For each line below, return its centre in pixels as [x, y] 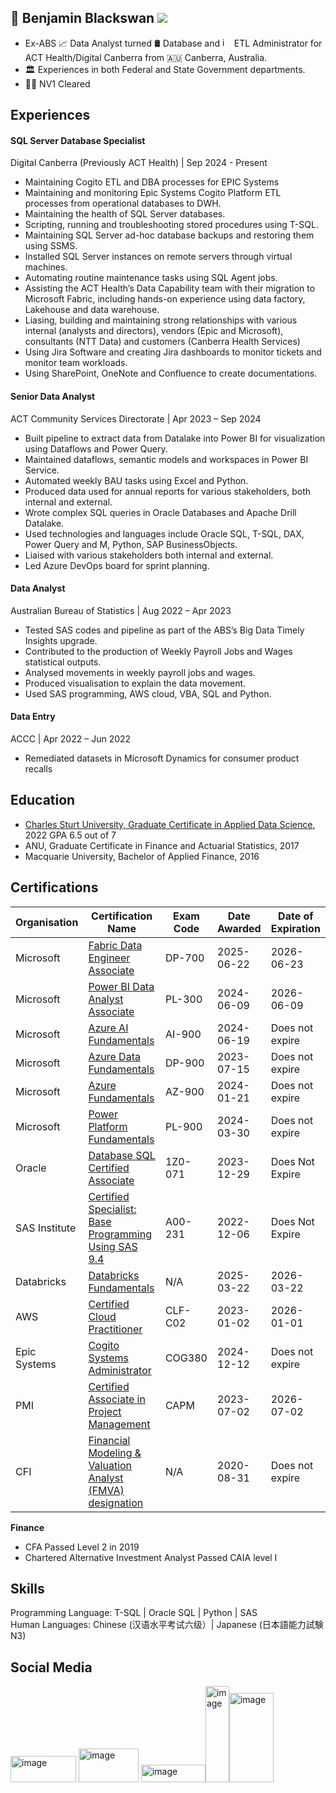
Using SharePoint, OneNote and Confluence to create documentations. [171, 373]
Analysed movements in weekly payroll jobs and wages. [140, 672]
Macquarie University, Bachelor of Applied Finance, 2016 [142, 856]
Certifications [54, 887]
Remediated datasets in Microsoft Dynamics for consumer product [162, 758]
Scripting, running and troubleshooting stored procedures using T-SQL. [171, 225]
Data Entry [33, 717]
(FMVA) [106, 1490]
